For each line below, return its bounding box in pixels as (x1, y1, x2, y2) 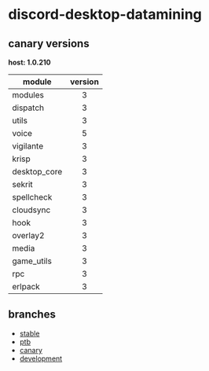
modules (12, 90, 45, 100)
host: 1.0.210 (8, 57, 51, 67)
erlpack (12, 281, 41, 292)
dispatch (12, 102, 45, 113)
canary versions (8, 37, 90, 50)
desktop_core (12, 167, 63, 177)
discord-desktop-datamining (8, 6, 203, 24)
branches (8, 308, 57, 321)
